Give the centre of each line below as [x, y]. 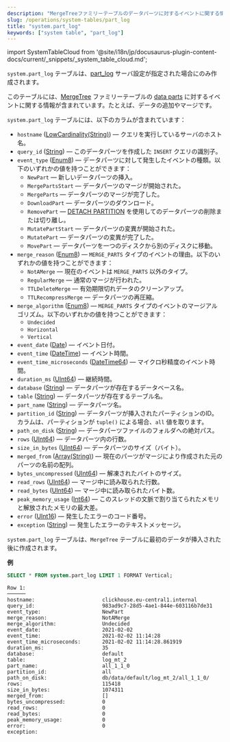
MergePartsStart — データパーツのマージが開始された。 [106, 186]
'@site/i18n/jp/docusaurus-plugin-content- [156, 52]
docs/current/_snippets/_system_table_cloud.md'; [77, 60]
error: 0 [56, 726]
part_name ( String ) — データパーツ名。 [71, 405]
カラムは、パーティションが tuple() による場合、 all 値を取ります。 [112, 422]
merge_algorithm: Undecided [68, 624]
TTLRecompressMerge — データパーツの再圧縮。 [93, 297]
